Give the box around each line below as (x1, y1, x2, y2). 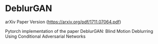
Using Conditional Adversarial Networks (5, 33, 86, 39)
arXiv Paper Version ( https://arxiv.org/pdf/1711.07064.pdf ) (5, 19, 121, 25)
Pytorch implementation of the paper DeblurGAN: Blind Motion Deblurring (5, 28, 153, 34)
